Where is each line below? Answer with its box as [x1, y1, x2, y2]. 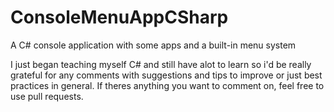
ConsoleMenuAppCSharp [10, 6, 229, 29]
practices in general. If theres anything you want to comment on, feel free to [10, 79, 325, 91]
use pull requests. [10, 90, 84, 102]
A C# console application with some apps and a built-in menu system [10, 39, 297, 51]
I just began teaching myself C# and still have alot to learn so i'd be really [10, 58, 312, 70]
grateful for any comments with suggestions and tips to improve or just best [10, 69, 323, 81]
